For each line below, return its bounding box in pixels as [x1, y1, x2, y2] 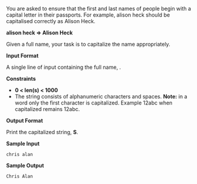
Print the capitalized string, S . [6, 129, 78, 135]
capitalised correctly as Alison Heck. [6, 18, 96, 24]
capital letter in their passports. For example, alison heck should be [6, 11, 170, 18]
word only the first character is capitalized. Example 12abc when [14, 99, 173, 106]
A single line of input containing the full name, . [6, 64, 122, 71]
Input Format [6, 52, 39, 59]
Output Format [6, 117, 43, 124]
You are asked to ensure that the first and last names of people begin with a [6, 5, 192, 12]
